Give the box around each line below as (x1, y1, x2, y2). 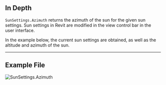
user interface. (5, 27, 35, 33)
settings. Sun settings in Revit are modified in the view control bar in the (5, 22, 152, 28)
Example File (5, 61, 45, 69)
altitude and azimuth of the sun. (5, 42, 70, 48)
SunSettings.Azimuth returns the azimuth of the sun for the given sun (5, 17, 146, 23)
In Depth (5, 4, 32, 12)
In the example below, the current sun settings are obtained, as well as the (5, 37, 157, 43)
